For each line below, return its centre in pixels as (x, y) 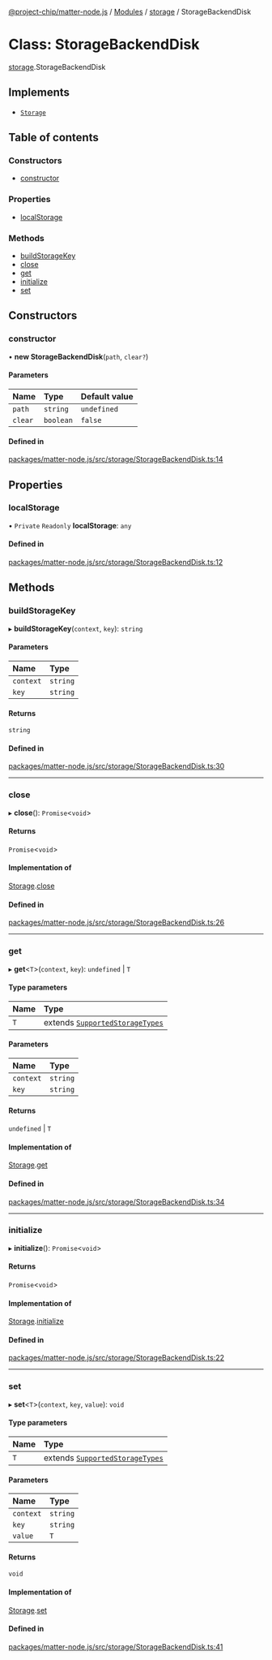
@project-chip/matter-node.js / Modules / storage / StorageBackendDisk (130, 12)
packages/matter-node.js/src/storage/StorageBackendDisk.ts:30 (117, 766)
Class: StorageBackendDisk (104, 45)
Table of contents (53, 138)
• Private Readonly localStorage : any (70, 525)
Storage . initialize (36, 1322)
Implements (39, 93)
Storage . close (32, 886)
